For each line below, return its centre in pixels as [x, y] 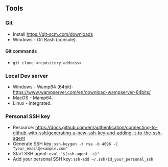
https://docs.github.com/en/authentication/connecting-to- [97, 128]
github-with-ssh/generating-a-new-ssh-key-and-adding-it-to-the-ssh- [87, 133]
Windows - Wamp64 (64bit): [43, 87]
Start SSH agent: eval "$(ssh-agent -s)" [56, 154]
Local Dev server [27, 76]
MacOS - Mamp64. [33, 98]
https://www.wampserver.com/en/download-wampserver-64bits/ [82, 92]
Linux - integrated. [32, 103]
